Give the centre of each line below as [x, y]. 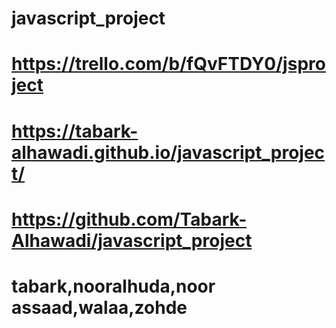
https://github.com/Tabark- [129, 219]
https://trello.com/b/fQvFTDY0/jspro [168, 64]
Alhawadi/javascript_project [132, 240]
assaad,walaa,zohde [99, 307]
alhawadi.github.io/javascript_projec [168, 152]
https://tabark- [75, 131]
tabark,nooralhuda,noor [113, 286]
